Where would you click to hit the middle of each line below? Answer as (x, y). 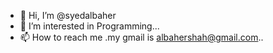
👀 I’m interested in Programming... (89, 26)
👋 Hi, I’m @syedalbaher (68, 15)
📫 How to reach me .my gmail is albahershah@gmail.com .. (141, 37)
